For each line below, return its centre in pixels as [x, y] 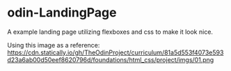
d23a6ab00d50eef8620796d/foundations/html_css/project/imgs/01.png [111, 59]
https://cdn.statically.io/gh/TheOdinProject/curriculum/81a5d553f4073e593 [115, 52]
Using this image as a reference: [54, 45]
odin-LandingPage [62, 13]
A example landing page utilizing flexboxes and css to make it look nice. [110, 32]
